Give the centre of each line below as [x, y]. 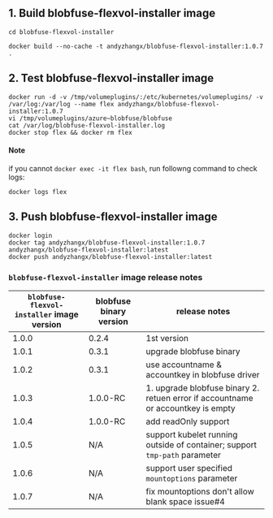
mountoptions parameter [192, 478]
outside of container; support [201, 444]
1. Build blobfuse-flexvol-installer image [112, 13]
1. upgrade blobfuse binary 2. [203, 387]
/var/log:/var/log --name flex [61, 104]
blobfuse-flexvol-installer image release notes [106, 277]
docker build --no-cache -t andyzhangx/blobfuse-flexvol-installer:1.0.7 [136, 46]
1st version [167, 338]
